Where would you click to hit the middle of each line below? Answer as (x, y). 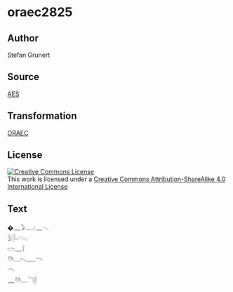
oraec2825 (40, 12)
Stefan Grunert (29, 55)
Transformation (42, 116)
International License (38, 187)
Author (23, 38)
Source (24, 77)
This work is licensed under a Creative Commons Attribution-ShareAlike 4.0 (116, 179)
